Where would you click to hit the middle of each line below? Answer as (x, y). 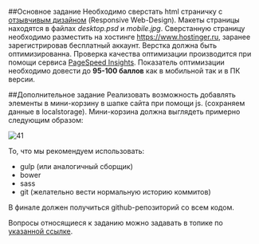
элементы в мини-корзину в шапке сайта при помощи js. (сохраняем (127, 103)
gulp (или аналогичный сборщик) (77, 166)
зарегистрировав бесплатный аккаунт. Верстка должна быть (113, 45)
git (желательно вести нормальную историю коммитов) (115, 192)
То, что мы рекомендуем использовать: (77, 151)
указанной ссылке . (41, 231)
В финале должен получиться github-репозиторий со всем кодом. (122, 207)
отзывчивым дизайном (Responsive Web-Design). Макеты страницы (124, 20)
